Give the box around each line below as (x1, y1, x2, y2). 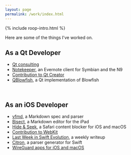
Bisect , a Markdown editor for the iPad (12, 119, 89, 125)
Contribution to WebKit (12, 129, 58, 135)
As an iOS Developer (5, 100, 68, 109)
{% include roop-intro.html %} (5, 25, 65, 31)
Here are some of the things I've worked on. (5, 35, 93, 40)
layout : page (5, 7, 32, 12)
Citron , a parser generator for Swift (12, 139, 82, 145)
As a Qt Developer (5, 48, 61, 57)
